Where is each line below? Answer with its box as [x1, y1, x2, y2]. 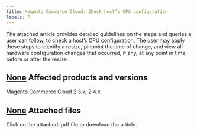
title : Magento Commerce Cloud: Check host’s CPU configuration [6, 8, 168, 15]
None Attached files [6, 105, 82, 115]
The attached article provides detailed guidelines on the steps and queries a [6, 30, 192, 37]
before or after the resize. [6, 56, 69, 63]
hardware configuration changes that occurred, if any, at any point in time [6, 49, 186, 56]
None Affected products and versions [6, 72, 148, 83]
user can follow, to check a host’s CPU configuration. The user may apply [6, 37, 185, 44]
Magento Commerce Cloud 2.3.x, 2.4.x [6, 88, 101, 95]
